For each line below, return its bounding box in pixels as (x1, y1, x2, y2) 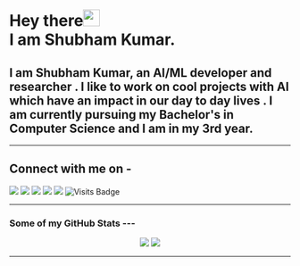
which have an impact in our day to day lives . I (9, 93, 273, 108)
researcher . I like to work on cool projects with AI (9, 79, 289, 94)
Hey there (9, 11, 84, 31)
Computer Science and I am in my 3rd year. (9, 121, 254, 136)
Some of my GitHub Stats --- (9, 217, 136, 229)
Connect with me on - (9, 162, 132, 177)
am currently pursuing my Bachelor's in (9, 107, 235, 122)
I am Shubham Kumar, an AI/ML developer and (9, 65, 272, 80)
